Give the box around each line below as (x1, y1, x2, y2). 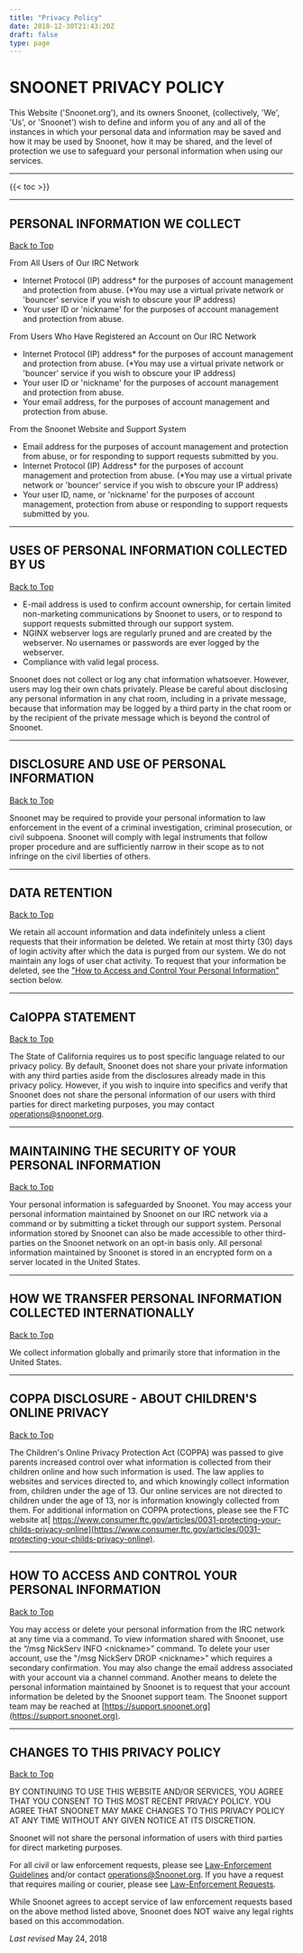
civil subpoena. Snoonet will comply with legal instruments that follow (9, 831, 268, 842)
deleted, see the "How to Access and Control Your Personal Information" (9, 965, 280, 976)
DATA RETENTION (9, 885, 113, 901)
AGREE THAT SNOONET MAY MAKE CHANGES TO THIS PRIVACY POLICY (9, 1806, 286, 1816)
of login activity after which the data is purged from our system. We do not (9, 946, 287, 957)
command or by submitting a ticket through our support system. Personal (9, 1218, 281, 1230)
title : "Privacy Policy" (9, 13, 103, 23)
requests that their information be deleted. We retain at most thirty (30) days (9, 937, 293, 948)
